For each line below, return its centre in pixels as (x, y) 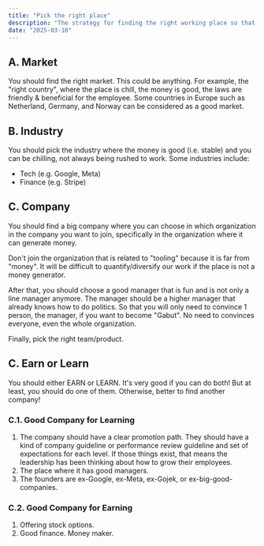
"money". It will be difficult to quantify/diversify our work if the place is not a (132, 266)
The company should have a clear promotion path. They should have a (134, 437)
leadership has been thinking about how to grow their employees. (126, 462)
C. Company (39, 207)
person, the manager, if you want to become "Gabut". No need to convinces (131, 315)
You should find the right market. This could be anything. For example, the (128, 81)
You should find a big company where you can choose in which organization (132, 226)
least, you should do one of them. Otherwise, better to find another (117, 391)
